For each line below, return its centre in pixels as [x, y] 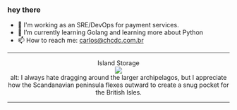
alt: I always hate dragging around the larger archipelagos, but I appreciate [119, 78]
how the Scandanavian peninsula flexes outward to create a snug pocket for [119, 85]
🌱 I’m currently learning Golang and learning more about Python [110, 32]
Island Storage [119, 63]
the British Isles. [119, 92]
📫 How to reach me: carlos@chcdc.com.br [80, 41]
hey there [24, 10]
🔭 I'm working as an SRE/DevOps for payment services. [98, 25]
